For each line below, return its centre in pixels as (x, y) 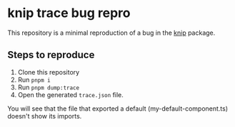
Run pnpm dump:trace (49, 87)
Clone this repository (49, 72)
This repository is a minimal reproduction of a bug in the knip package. (111, 33)
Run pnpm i (34, 79)
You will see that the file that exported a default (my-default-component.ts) (118, 109)
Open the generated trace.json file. (70, 94)
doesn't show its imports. (45, 116)
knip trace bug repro (69, 13)
